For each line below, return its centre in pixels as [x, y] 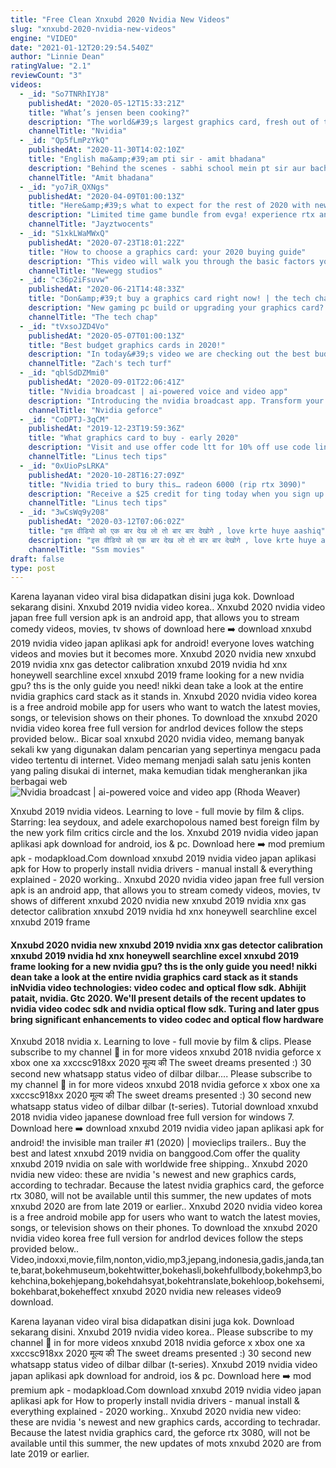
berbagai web [39, 782]
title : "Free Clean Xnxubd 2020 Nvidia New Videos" [120, 19]
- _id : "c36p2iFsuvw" [64, 280]
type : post [33, 568]
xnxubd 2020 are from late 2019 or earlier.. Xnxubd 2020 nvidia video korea [166, 1207]
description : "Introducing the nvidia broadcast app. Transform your [176, 401]
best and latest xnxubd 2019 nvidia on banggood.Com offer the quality [155, 1153]
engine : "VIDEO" [44, 38]
